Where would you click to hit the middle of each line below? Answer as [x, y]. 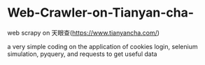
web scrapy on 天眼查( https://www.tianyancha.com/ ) [83, 32]
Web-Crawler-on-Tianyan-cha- [101, 13]
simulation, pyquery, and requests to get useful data [82, 54]
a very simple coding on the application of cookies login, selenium [102, 46]
